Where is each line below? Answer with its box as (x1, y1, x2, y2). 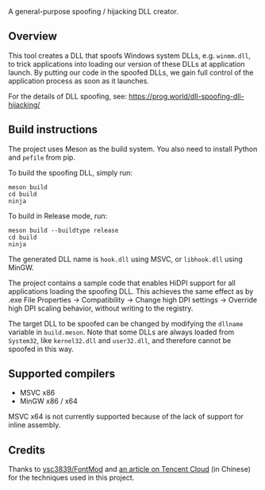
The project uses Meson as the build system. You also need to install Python (8, 144, 258, 153)
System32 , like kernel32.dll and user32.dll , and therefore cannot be (8, 335, 232, 345)
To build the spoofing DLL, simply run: (8, 168, 133, 177)
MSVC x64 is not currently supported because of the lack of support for (8, 412, 244, 422)
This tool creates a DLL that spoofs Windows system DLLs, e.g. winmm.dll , (8, 51, 252, 60)
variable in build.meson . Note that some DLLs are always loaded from (8, 327, 235, 337)
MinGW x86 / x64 (19, 396, 78, 406)
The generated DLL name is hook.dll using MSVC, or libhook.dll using (8, 254, 244, 264)
